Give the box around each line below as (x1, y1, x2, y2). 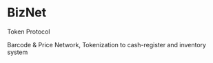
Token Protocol (7, 27, 50, 36)
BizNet (7, 5, 47, 21)
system (7, 48, 28, 56)
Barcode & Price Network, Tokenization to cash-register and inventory (7, 40, 207, 49)
